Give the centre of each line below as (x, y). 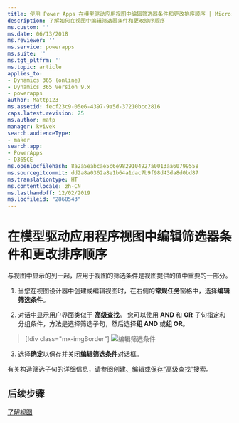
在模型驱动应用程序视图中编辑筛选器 (113, 237)
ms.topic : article (34, 67)
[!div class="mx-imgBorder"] (67, 339)
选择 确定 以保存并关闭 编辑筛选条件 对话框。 (80, 354)
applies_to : (25, 73)
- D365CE (20, 160)
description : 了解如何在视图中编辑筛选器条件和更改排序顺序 (86, 21)
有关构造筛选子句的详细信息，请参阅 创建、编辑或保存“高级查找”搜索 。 (110, 369)
